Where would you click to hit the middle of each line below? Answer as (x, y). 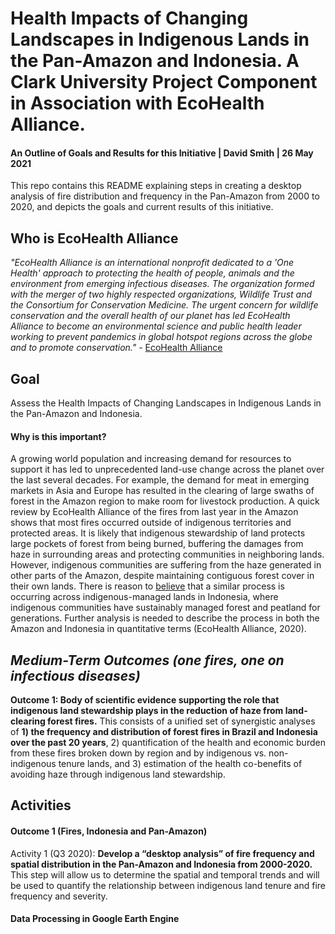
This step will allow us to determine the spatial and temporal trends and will (165, 874)
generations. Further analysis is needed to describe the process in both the (165, 618)
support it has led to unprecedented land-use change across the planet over (167, 469)
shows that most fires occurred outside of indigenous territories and (151, 523)
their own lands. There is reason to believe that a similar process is (147, 586)
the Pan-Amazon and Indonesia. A (155, 61)
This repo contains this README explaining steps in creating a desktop (156, 186)
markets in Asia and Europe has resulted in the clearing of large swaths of (162, 491)
